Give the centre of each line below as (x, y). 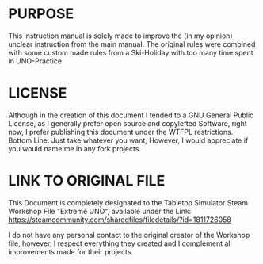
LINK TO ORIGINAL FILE (87, 181)
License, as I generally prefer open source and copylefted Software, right (128, 123)
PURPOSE (41, 14)
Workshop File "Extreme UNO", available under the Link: (100, 211)
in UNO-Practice (35, 61)
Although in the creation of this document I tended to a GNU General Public (131, 115)
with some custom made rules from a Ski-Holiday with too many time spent (131, 52)
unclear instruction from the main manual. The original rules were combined (132, 44)
